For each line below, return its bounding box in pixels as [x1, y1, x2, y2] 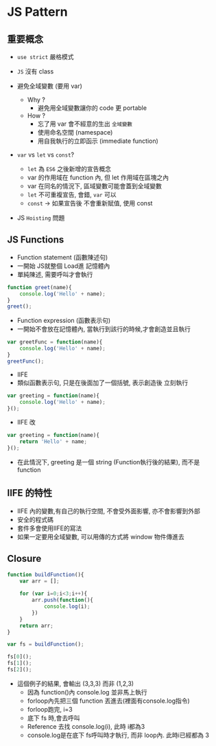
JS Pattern [7, 4, 69, 20]
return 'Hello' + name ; [19, 438, 88, 445]
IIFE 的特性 [7, 487, 53, 499]
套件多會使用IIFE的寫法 [16, 523, 82, 532]
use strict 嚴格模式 [16, 53, 74, 60]
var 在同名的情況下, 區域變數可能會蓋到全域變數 [27, 182, 163, 190]
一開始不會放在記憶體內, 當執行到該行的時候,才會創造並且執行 [16, 325, 191, 333]
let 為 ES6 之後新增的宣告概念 [27, 165, 112, 172]
